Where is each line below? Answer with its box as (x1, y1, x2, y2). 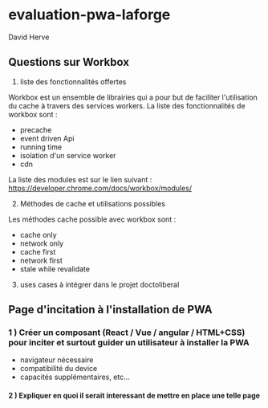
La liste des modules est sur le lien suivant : (8, 174, 152, 184)
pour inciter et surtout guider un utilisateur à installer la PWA (8, 337, 250, 349)
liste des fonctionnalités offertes (19, 76, 127, 86)
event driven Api (19, 133, 75, 143)
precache (19, 124, 52, 134)
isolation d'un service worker (19, 150, 116, 160)
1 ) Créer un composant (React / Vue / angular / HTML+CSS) (8, 327, 246, 338)
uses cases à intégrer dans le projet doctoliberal (19, 279, 180, 289)
